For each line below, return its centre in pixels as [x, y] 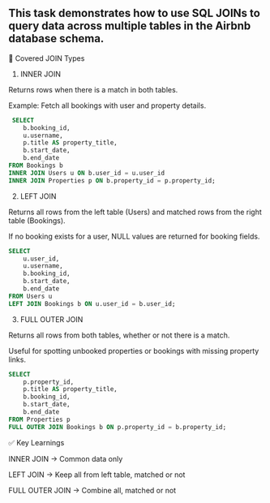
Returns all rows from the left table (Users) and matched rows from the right [135, 212]
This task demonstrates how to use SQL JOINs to [135, 13]
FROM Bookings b [36, 166]
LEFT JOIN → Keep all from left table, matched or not [97, 475]
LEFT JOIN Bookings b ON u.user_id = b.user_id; [92, 303]
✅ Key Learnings [36, 442]
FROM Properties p [39, 419]
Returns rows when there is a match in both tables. [93, 89]
